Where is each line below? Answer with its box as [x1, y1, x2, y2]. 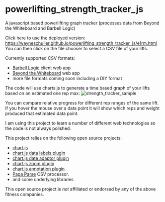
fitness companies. [5, 191, 44, 197]
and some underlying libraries [12, 176, 74, 182]
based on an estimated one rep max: [5, 90, 81, 96]
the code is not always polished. [5, 125, 71, 131]
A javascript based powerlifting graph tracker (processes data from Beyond [5, 20, 160, 26]
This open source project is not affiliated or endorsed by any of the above [5, 186, 156, 192]
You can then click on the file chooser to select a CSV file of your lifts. [5, 45, 148, 51]
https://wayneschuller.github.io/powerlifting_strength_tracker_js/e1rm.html [5, 40, 158, 46]
